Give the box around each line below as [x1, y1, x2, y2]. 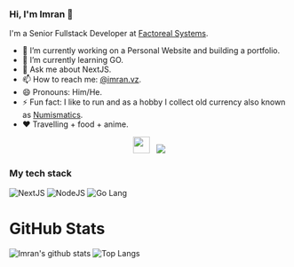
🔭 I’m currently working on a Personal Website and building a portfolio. [21, 45, 281, 56]
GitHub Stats [9, 218, 106, 239]
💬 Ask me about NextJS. [21, 64, 112, 75]
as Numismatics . [21, 110, 83, 121]
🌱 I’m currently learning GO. [21, 55, 124, 66]
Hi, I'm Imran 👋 [9, 8, 74, 20]
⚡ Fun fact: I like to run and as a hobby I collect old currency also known [21, 97, 286, 107]
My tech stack [9, 168, 73, 180]
